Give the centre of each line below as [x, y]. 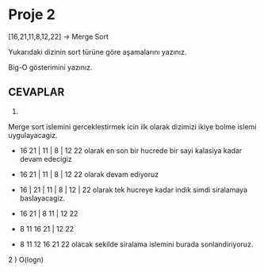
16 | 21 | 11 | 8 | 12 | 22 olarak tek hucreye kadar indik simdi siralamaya [134, 190]
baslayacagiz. [42, 198]
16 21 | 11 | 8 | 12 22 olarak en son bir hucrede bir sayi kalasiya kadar [131, 150]
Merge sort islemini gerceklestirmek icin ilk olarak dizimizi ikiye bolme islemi [132, 126]
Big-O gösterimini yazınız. [50, 67]
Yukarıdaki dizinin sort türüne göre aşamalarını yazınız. [98, 52]
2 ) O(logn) [26, 259]
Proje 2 [32, 15]
